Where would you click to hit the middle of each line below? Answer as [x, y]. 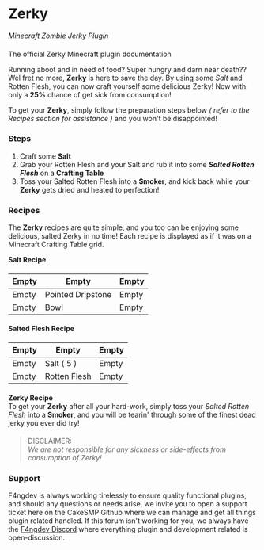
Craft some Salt [45, 156]
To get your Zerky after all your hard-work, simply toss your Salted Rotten [129, 406]
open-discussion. [37, 538]
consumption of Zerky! [65, 458]
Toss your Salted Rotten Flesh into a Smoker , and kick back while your [135, 181]
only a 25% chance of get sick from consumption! [90, 94]
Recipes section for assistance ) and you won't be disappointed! [113, 118]
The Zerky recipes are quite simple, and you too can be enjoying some [124, 227]
